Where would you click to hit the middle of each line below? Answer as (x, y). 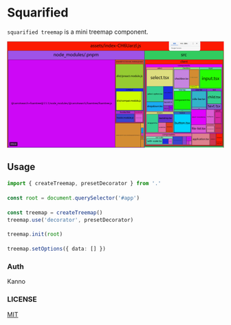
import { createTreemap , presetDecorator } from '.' (84, 184)
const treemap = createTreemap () (55, 212)
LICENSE (22, 300)
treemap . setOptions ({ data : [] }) (57, 249)
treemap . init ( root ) (35, 234)
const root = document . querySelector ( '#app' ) (73, 198)
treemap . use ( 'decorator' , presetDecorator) (70, 220)
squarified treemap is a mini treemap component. (78, 32)
